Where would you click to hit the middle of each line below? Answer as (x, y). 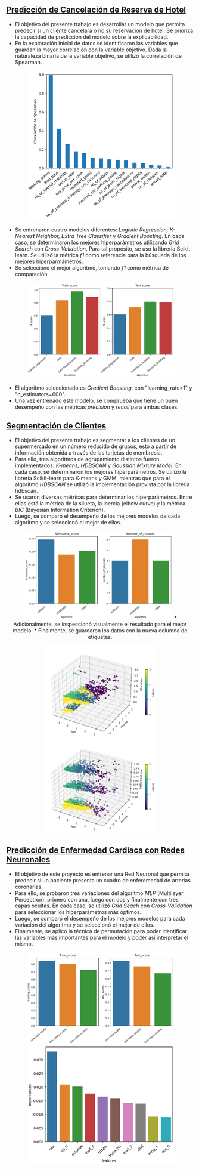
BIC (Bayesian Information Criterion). (60, 510)
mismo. (24, 944)
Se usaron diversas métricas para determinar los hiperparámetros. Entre (103, 497)
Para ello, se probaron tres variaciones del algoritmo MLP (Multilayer (99, 893)
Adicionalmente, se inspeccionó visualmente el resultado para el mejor (100, 624)
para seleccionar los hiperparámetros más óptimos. (78, 912)
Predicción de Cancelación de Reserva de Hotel (96, 10)
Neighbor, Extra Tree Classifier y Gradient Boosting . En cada (110, 236)
